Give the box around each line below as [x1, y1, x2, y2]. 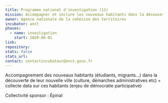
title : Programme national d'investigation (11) [5, 7, 108, 12]
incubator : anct [5, 21, 39, 26]
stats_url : [5, 53, 28, 59]
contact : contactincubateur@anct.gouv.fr [5, 58, 93, 63]
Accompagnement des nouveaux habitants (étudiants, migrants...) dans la [5, 72, 157, 78]
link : [5, 40, 16, 45]
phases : [5, 26, 21, 31]
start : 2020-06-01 [14, 35, 52, 40]
